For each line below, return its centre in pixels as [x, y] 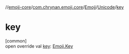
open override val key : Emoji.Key [39, 46]
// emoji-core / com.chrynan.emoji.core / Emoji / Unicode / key [65, 7]
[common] [16, 41]
